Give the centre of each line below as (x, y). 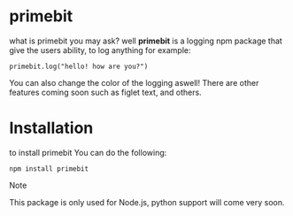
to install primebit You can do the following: (88, 152)
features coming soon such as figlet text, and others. (105, 92)
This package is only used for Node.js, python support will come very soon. (147, 202)
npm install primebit (49, 169)
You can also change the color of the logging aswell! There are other (134, 82)
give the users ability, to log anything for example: (100, 50)
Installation (51, 128)
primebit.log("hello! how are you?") (79, 66)
